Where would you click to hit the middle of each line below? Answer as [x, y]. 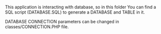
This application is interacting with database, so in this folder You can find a [80, 7]
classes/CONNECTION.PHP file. [37, 27]
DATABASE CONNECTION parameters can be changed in [62, 22]
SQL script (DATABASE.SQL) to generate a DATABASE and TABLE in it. [75, 12]
